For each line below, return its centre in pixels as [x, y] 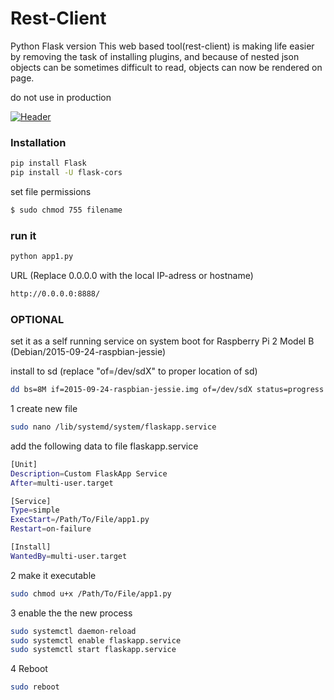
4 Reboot [29, 669]
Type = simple [35, 510]
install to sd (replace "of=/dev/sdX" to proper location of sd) [134, 371]
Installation [38, 142]
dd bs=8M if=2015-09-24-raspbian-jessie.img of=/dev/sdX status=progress [167, 390]
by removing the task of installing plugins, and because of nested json [155, 56]
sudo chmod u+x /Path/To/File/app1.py [91, 593]
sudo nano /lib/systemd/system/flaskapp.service [113, 427]
